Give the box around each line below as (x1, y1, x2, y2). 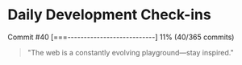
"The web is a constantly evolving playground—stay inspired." (27, 47, 235, 57)
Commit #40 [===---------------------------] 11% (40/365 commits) (7, 32, 235, 42)
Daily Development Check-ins (7, 6, 211, 24)
